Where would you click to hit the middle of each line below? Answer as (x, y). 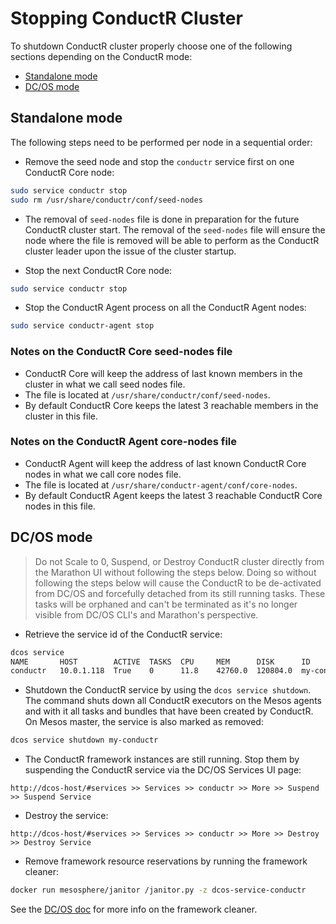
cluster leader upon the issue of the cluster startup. (130, 251)
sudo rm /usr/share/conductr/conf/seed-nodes (106, 200)
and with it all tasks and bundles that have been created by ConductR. (169, 711)
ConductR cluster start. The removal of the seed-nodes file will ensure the (175, 229)
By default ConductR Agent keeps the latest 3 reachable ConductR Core (173, 495)
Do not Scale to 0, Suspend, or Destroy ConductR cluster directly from (179, 561)
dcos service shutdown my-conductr (84, 740)
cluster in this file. (61, 416)
